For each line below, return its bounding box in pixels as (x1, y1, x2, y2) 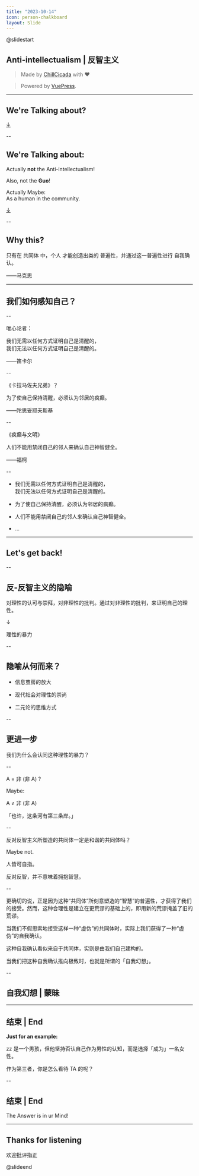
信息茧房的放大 (14, 678, 52, 686)
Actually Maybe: (6, 188, 46, 196)
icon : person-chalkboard (6, 14, 68, 20)
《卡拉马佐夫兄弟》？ (6, 382, 58, 389)
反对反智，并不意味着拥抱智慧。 (6, 873, 84, 880)
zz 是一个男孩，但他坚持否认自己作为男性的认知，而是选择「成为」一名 (6, 1045, 179, 1052)
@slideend (6, 1163, 33, 1170)
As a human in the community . (6, 194, 81, 202)
